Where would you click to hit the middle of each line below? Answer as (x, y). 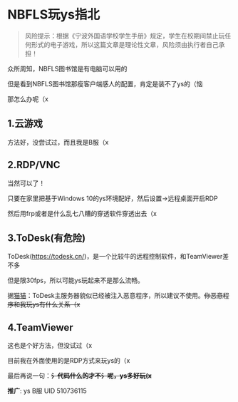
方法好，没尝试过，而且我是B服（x (58, 142)
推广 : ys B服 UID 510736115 (47, 391)
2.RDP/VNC (34, 165)
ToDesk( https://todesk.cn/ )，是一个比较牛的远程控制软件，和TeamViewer (115, 257)
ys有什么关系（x (56, 304)
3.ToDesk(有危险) (47, 238)
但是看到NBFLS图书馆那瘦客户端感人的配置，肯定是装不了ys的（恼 (105, 83)
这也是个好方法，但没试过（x (50, 346)
